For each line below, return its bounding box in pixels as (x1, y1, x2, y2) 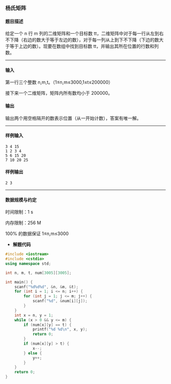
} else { (23, 350, 42, 355)
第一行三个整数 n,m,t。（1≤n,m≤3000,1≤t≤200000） (5, 79, 113, 85)
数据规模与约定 (5, 196, 37, 202)
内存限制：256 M (5, 220, 42, 226)
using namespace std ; (5, 261, 51, 266)
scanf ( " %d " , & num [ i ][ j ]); (32, 298, 88, 304)
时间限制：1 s (5, 209, 34, 215)
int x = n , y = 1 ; (14, 313, 53, 318)
